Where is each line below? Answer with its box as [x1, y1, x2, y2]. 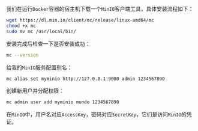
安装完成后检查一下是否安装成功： [6, 40, 91, 47]
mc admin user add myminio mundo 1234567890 [6, 99, 119, 105]
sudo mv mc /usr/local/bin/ [6, 28, 77, 34]
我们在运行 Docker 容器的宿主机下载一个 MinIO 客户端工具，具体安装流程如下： [6, 5, 194, 12]
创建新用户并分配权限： [6, 87, 64, 94]
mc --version [6, 52, 39, 58]
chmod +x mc [6, 23, 36, 29]
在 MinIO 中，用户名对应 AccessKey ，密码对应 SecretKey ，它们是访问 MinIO [6, 111, 182, 118]
